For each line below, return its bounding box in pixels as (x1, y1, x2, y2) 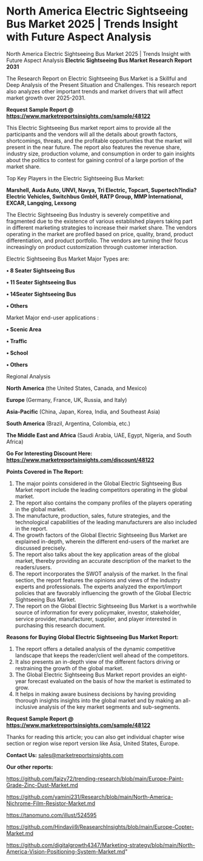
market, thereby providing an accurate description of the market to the (15, 557, 191, 564)
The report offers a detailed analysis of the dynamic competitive (15, 645, 176, 652)
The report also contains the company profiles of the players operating (15, 499, 192, 506)
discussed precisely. (15, 544, 67, 551)
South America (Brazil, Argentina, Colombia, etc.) (6, 420, 131, 427)
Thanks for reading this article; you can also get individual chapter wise (6, 733, 185, 740)
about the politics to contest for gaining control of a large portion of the (6, 156, 184, 163)
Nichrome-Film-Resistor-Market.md (6, 800, 96, 807)
